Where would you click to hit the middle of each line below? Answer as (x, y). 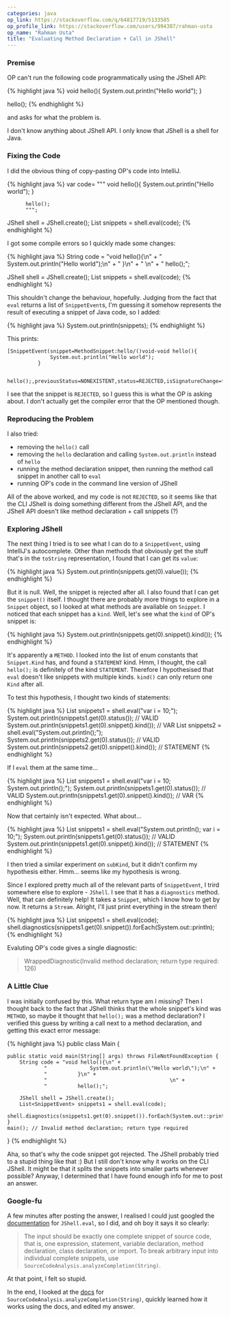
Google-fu (25, 1201)
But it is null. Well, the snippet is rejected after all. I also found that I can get (113, 592)
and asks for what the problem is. (54, 118)
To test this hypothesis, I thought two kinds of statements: (89, 698)
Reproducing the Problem (50, 418)
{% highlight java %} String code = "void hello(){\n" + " (85, 256)
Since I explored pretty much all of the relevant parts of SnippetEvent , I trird (113, 885)
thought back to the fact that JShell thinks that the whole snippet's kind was (114, 1008)
